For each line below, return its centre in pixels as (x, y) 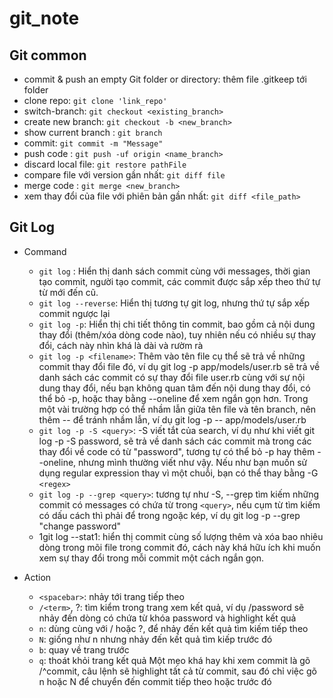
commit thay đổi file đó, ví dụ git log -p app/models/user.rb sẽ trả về (179, 366)
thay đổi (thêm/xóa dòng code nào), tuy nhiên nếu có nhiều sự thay (177, 334)
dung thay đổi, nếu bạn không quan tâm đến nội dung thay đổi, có (174, 388)
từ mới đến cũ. (68, 292)
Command (45, 251)
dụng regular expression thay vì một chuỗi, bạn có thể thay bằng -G (178, 473)
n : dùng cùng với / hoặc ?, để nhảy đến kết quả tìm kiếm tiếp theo (173, 628)
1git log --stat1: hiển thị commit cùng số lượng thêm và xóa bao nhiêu (181, 536)
